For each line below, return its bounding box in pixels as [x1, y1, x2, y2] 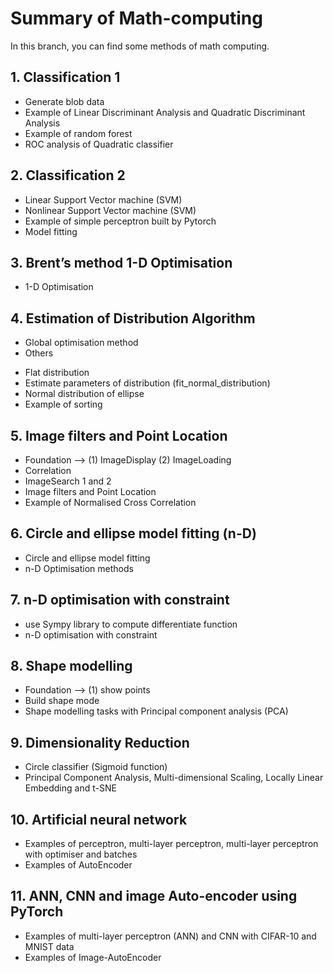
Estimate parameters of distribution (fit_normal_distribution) [24, 377, 271, 389]
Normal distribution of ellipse [24, 388, 145, 400]
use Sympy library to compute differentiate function [24, 618, 238, 630]
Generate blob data [24, 95, 105, 107]
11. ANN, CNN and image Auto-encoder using [10, 888, 298, 905]
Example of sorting [24, 398, 103, 411]
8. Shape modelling [10, 658, 133, 675]
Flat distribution [24, 367, 90, 379]
